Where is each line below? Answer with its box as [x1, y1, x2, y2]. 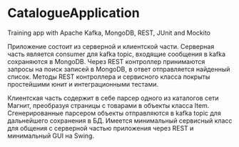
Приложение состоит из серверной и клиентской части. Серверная [7, 42, 215, 50]
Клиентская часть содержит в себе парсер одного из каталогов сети [7, 94, 219, 102]
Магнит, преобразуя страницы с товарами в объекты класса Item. [7, 101, 210, 109]
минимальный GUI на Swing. [7, 131, 95, 140]
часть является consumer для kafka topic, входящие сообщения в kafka [7, 50, 226, 58]
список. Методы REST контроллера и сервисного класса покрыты [7, 72, 210, 81]
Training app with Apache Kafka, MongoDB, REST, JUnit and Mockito [7, 28, 210, 37]
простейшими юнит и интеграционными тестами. [7, 80, 159, 88]
